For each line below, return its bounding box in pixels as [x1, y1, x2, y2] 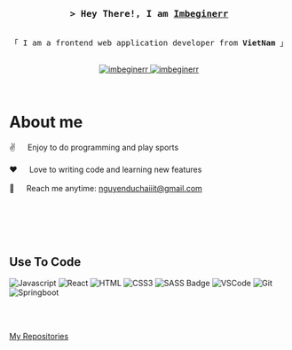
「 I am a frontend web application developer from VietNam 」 [10, 38, 288, 48]
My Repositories [9, 331, 69, 342]
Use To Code [9, 254, 82, 269]
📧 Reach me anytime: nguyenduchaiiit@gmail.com [9, 183, 202, 194]
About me [9, 113, 83, 132]
